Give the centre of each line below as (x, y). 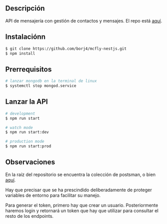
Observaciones (30, 162)
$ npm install (20, 53)
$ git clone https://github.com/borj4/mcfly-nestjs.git (66, 49)
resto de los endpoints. (29, 216)
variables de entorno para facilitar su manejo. (53, 195)
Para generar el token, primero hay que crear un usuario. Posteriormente (82, 205)
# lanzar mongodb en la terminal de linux (51, 81)
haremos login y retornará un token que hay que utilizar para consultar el (82, 210)
